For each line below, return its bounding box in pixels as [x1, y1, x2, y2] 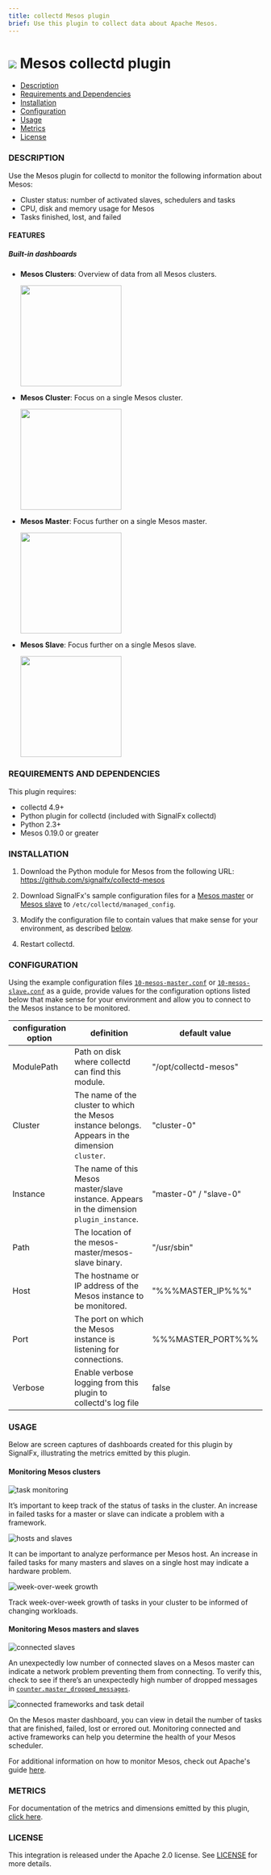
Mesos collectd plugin [19, 54, 172, 73]
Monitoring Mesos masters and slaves [8, 1624, 140, 1634]
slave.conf [8, 988, 45, 996]
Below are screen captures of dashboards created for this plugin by [8, 1440, 233, 1450]
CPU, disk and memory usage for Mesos [19, 203, 155, 213]
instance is [73, 1333, 115, 1345]
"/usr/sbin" [152, 1242, 194, 1253]
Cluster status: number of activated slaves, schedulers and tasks [19, 195, 236, 204]
